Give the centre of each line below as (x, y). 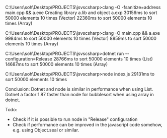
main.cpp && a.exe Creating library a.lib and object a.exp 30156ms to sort (81, 13)
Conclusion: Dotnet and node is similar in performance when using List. (79, 89)
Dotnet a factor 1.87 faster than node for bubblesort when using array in (80, 94)
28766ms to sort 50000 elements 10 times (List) (103, 59)
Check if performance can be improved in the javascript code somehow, (87, 125)
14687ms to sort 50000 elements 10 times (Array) (57, 64)
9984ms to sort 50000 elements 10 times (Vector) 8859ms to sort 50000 (81, 38)
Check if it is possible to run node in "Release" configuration (75, 119)
